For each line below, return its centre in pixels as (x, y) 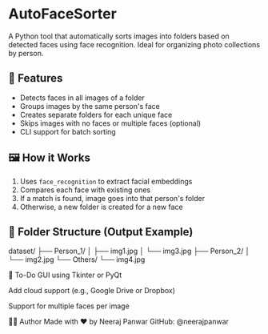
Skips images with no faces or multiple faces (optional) (110, 123)
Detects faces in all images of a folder (82, 98)
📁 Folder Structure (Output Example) (101, 232)
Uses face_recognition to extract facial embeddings (106, 181)
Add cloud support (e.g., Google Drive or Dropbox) (92, 291)
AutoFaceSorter (63, 14)
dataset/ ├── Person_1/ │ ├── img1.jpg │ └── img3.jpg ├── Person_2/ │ (129, 251)
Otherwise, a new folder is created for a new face (101, 207)
